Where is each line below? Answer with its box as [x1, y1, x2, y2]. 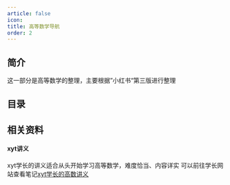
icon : [7, 17, 23, 23]
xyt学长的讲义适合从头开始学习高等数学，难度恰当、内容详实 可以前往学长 [7, 162, 218, 170]
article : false [7, 10, 51, 17]
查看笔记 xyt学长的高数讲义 [12, 170, 89, 178]
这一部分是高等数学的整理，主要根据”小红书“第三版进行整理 [7, 77, 176, 85]
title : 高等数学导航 [7, 23, 60, 30]
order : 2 [7, 29, 32, 37]
